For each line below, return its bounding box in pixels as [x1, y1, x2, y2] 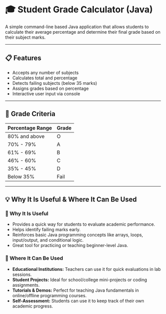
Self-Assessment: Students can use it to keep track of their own [12, 298, 144, 304]
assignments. [12, 282, 40, 288]
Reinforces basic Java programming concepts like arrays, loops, [12, 232, 143, 238]
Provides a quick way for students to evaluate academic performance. [12, 221, 156, 227]
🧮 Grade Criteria [5, 110, 56, 118]
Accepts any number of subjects [12, 69, 79, 75]
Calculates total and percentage [12, 75, 78, 81]
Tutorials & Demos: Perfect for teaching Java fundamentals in [12, 287, 139, 293]
